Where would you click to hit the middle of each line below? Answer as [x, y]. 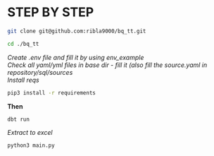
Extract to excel [30, 133]
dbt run [19, 119]
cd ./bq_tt [23, 44]
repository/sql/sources [40, 72]
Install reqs [24, 80]
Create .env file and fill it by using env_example [76, 57]
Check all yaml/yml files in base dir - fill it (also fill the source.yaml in [107, 65]
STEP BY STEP [51, 12]
